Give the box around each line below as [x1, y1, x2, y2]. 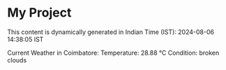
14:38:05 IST [7, 35, 44, 43]
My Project [7, 5, 72, 21]
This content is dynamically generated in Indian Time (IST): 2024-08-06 [7, 28, 215, 36]
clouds [7, 55, 27, 64]
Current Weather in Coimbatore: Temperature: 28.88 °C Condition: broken [7, 49, 220, 57]
